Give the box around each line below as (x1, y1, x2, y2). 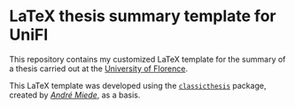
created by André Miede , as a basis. (9, 90, 141, 100)
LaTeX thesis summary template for (9, 6, 276, 26)
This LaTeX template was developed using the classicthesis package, (9, 80, 267, 91)
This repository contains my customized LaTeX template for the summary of (9, 54, 286, 64)
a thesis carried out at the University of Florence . (9, 63, 189, 74)
